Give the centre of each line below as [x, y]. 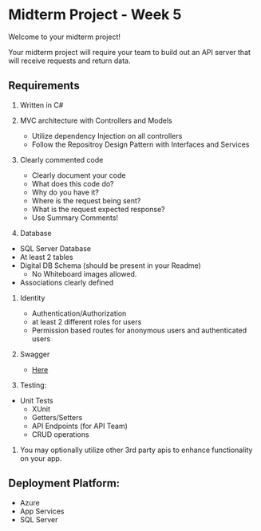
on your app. [41, 458]
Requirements [44, 86]
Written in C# [42, 104]
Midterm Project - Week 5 [95, 15]
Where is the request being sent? [86, 200]
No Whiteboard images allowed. [84, 273]
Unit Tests [36, 400]
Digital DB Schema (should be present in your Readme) [110, 265]
